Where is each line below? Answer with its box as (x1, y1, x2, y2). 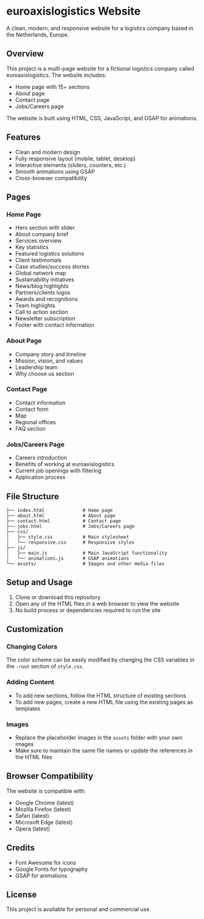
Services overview (15, 237, 62, 245)
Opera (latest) (15, 825, 51, 832)
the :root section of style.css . (6, 663, 84, 670)
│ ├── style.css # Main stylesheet (6, 534, 130, 540)
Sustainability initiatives (15, 276, 74, 283)
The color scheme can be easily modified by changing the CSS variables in (6, 656, 195, 663)
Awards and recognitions (15, 295, 78, 303)
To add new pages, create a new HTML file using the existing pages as (15, 698, 194, 705)
